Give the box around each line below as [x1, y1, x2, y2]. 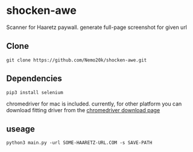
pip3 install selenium [6, 89, 63, 95]
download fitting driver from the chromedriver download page [6, 106, 160, 113]
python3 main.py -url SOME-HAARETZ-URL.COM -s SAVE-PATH [6, 140, 153, 146]
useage [6, 124, 35, 134]
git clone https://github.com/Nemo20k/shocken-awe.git [6, 57, 147, 63]
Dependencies [6, 74, 62, 84]
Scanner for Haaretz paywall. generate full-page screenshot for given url [6, 24, 188, 31]
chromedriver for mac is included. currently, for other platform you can [6, 100, 182, 107]
